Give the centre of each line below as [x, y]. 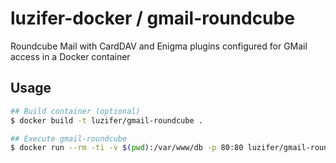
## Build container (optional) [75, 111]
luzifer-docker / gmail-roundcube [152, 18]
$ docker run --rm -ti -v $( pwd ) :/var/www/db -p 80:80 [127, 148]
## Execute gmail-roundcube [69, 138]
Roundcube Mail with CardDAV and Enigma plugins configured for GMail [159, 46]
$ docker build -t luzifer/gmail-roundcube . [106, 120]
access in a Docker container [70, 56]
